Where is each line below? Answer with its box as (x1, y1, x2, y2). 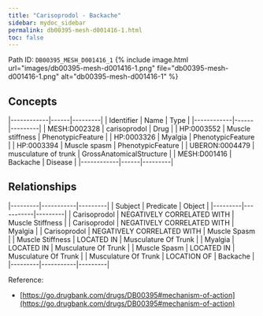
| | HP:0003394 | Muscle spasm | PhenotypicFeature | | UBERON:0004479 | (8, 141, 255, 151)
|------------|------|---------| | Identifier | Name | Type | (8, 116, 191, 125)
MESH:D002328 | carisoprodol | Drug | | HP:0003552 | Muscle (46, 124, 250, 134)
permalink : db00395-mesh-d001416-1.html (8, 26, 143, 34)
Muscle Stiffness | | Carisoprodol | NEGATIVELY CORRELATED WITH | (8, 217, 235, 227)
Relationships (8, 180, 77, 194)
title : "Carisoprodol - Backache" (8, 11, 122, 20)
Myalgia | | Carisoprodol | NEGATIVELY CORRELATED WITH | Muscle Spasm (8, 226, 256, 236)
